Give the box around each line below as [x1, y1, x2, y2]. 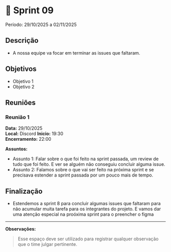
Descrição [5, 36, 39, 45]
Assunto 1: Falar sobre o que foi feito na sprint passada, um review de [12, 156, 159, 162]
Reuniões [5, 98, 36, 107]
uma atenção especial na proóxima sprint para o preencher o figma [12, 211, 154, 217]
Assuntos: [5, 146, 28, 152]
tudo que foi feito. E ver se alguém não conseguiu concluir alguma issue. [12, 161, 165, 167]
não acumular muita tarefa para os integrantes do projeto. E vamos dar [12, 206, 161, 212]
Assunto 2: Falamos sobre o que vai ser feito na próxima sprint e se [12, 167, 154, 173]
